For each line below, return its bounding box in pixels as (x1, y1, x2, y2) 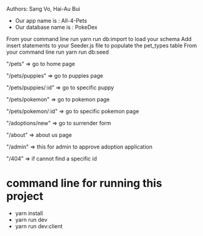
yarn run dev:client (15, 223, 63, 230)
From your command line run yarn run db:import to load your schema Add (6, 35, 192, 42)
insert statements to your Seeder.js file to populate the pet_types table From (6, 42, 197, 49)
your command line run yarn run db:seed (6, 48, 109, 56)
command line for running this (6, 177, 163, 190)
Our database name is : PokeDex (15, 24, 98, 31)
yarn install (15, 209, 43, 216)
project (6, 190, 44, 204)
